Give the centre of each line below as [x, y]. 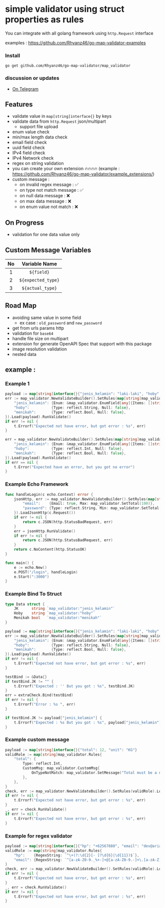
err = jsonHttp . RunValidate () [45, 531]
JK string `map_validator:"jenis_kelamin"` [65, 609]
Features [19, 104]
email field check [29, 142]
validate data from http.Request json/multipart [59, 121]
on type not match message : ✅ [52, 190]
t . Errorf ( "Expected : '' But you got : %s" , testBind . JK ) [74, 686]
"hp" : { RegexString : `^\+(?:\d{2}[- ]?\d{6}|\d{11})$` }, [77, 855]
